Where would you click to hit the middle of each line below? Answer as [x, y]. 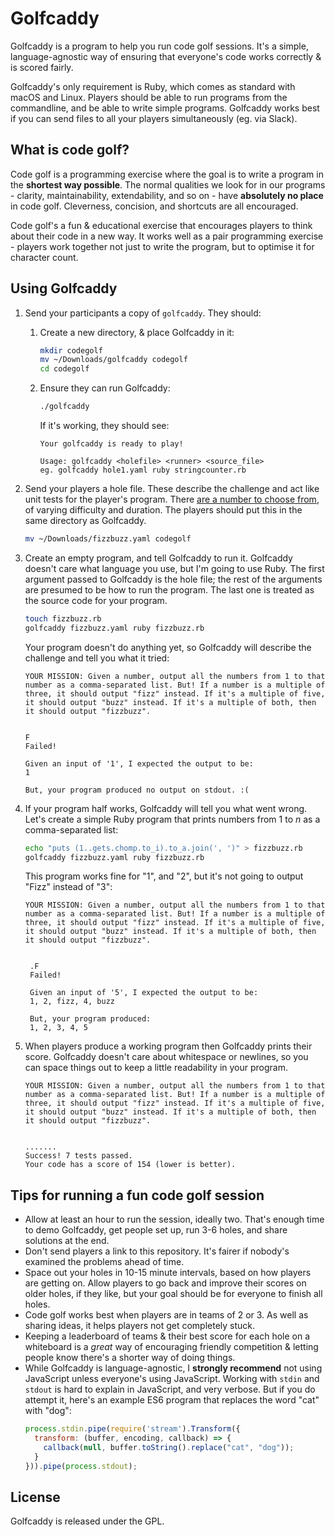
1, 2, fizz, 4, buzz [72, 1002]
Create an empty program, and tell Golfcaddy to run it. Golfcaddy [158, 558]
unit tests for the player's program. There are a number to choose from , [172, 499]
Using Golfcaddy [64, 288]
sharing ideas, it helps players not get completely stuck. [140, 1326]
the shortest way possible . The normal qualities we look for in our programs [168, 184]
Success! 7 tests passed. [78, 1156]
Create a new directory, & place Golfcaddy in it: [137, 332]
